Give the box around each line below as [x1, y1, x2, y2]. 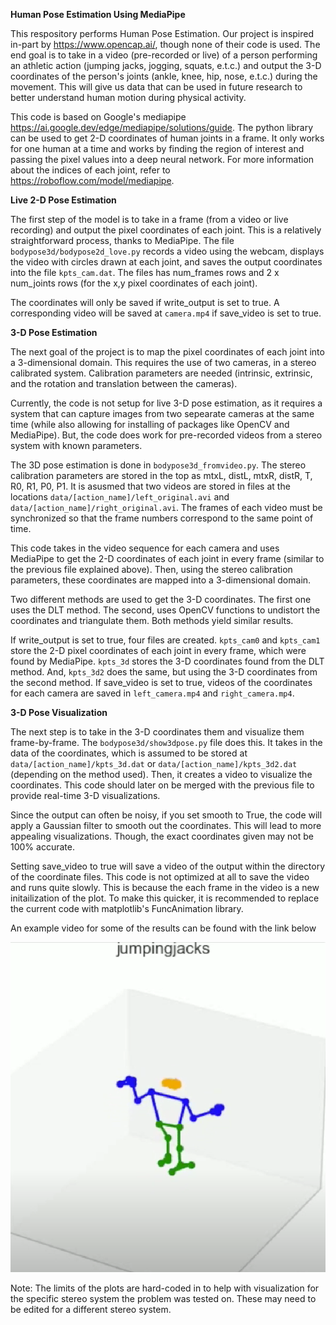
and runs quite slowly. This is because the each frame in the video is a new [10, 882, 320, 893]
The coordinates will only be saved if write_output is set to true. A [10, 297, 280, 308]
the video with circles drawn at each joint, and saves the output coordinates [10, 256, 323, 268]
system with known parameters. [10, 440, 143, 451]
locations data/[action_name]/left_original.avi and [10, 491, 230, 503]
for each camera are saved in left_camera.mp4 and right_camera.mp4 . [10, 687, 295, 699]
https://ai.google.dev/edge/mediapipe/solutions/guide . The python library [10, 122, 314, 133]
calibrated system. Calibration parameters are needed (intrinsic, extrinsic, [10, 367, 313, 379]
